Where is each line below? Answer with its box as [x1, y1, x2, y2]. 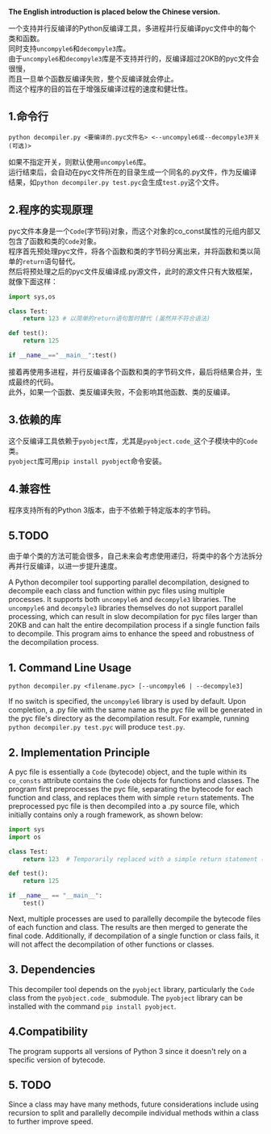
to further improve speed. [8, 1117, 94, 1127]
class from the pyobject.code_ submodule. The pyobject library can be [8, 993, 244, 1002]
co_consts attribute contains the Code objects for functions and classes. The [8, 775, 260, 785]
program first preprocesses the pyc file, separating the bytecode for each [8, 784, 253, 793]
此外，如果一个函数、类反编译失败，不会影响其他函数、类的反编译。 [8, 387, 235, 396]
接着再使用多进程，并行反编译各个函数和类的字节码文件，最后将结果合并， [8, 366, 256, 376]
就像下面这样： [8, 276, 58, 286]
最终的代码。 [15, 377, 58, 387]
